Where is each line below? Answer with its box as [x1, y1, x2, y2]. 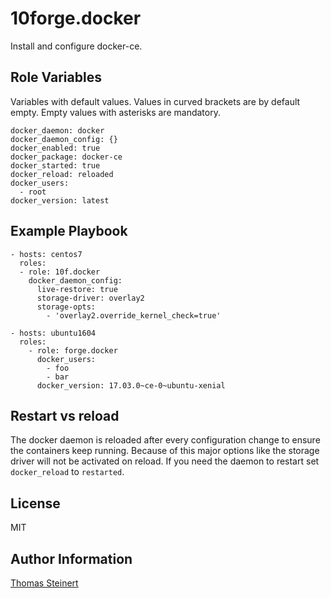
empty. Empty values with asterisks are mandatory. [10, 106, 221, 118]
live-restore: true [36, 284, 118, 294]
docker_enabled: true [10, 143, 101, 153]
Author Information [10, 550, 133, 567]
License [10, 495, 61, 512]
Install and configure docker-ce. [10, 40, 143, 52]
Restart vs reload [10, 407, 120, 424]
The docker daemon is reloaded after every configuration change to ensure [10, 434, 321, 446]
